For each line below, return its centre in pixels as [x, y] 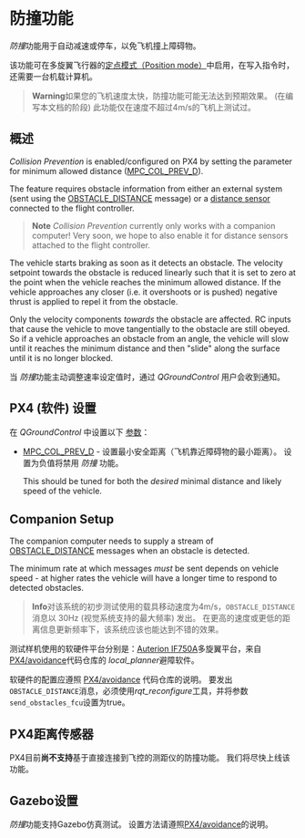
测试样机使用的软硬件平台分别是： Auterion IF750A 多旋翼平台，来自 [136, 649]
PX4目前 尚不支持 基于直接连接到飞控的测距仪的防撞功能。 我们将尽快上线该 [150, 758]
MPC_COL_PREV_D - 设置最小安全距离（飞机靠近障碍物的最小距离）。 [152, 451]
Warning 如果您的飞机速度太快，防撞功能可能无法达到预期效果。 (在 [158, 96]
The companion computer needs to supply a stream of [112, 541]
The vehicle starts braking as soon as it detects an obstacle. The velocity [147, 263]
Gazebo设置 [44, 800]
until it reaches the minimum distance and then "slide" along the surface [145, 348]
